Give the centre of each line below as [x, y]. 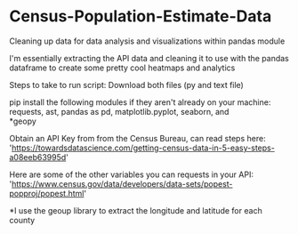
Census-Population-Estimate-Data [141, 16]
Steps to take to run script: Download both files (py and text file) [127, 85]
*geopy [23, 121]
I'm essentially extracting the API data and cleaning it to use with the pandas [149, 58]
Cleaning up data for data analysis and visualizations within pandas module [147, 41]
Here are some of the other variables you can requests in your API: [131, 174]
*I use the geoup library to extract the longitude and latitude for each [136, 210]
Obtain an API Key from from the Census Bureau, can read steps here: [137, 138]
